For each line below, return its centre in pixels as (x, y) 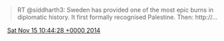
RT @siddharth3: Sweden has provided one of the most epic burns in (115, 10)
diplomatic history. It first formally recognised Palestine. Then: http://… (117, 17)
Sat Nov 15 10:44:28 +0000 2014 (54, 30)
